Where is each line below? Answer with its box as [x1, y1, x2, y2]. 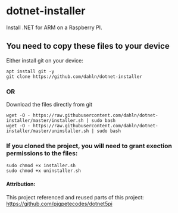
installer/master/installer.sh [6, 118, 84, 124]
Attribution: [6, 180, 36, 187]
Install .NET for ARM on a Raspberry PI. [6, 24, 102, 31]
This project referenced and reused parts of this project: [6, 193, 144, 201]
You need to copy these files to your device [6, 41, 170, 51]
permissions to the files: [6, 149, 78, 157]
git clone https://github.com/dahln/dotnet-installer [6, 73, 143, 80]
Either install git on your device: [6, 57, 83, 64]
